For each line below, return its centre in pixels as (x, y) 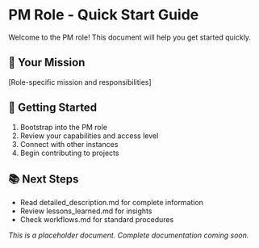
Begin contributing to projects (69, 153)
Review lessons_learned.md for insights (86, 211)
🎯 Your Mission (47, 63)
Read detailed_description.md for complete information (112, 203)
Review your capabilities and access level (89, 136)
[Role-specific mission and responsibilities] (80, 82)
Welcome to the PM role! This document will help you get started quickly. (130, 37)
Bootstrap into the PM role (63, 127)
